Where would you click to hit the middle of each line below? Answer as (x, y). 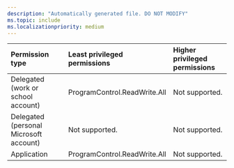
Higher (185, 50)
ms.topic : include (34, 20)
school (22, 97)
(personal (26, 125)
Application (29, 154)
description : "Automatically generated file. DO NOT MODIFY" (98, 14)
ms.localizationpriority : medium (56, 26)
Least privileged (95, 54)
